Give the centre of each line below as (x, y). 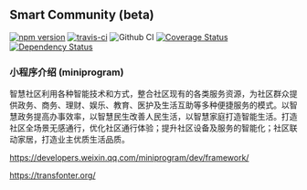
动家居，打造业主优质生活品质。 (69, 140)
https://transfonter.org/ (53, 175)
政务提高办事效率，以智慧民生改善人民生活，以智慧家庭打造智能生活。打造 (157, 117)
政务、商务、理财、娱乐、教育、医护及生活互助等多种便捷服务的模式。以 (153, 105)
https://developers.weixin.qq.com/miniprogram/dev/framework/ (129, 158)
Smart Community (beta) (82, 15)
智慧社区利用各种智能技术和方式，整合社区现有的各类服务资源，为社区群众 (149, 94)
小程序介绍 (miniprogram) (67, 72)
